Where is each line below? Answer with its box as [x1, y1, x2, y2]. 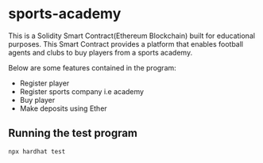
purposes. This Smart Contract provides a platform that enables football [8, 39, 244, 48]
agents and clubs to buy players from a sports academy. [8, 47, 193, 57]
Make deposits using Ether [19, 104, 107, 113]
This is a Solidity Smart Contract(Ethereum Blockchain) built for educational [8, 31, 256, 40]
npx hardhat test [8, 147, 66, 155]
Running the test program [8, 127, 137, 140]
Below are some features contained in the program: [8, 63, 176, 72]
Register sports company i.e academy [19, 86, 145, 96]
